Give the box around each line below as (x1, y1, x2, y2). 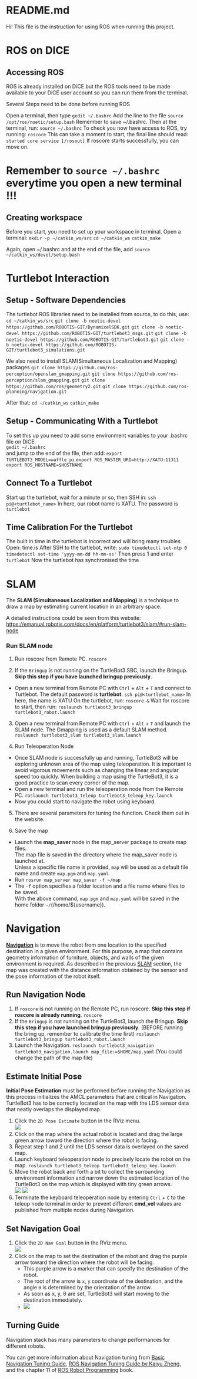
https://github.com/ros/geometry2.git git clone (6, 383, 126, 389)
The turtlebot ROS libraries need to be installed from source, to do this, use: (6, 310, 189, 317)
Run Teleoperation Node (14, 743, 74, 750)
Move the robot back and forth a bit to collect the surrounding (14, 1168, 165, 1176)
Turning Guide (6, 1321, 60, 1331)
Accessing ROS (6, 67, 64, 77)
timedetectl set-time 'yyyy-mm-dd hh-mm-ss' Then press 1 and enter (6, 550, 174, 557)
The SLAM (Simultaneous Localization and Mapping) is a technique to (6, 597, 179, 604)
